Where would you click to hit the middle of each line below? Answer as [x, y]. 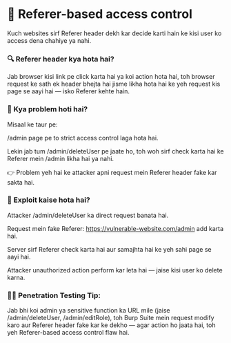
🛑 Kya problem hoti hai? [48, 109]
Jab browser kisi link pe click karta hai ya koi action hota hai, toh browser [111, 77]
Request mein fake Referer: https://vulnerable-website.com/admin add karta [115, 228]
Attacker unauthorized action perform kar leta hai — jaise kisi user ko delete [115, 270]
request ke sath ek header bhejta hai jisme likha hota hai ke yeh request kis [114, 84]
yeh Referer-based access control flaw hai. [68, 333]
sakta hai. [21, 182]
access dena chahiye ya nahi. [49, 40]
